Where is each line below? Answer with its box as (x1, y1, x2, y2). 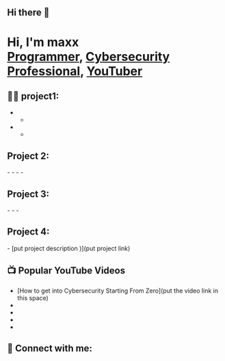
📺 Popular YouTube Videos (7, 265, 125, 277)
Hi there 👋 (7, 7, 50, 18)
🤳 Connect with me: (7, 343, 92, 354)
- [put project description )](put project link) (7, 244, 131, 252)
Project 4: (7, 226, 50, 238)
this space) (16, 293, 49, 302)
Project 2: (7, 150, 49, 161)
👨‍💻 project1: (7, 90, 59, 102)
